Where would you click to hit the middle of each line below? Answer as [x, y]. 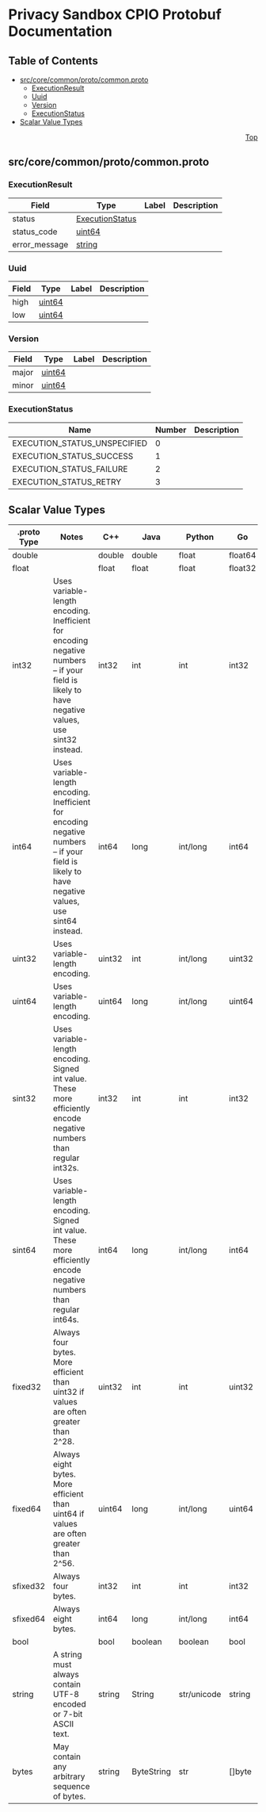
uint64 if [68, 1514]
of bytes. [69, 1796]
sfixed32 [29, 1586]
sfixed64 [29, 1619]
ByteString [152, 1772]
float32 [243, 569]
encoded [69, 1704]
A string [67, 1655]
